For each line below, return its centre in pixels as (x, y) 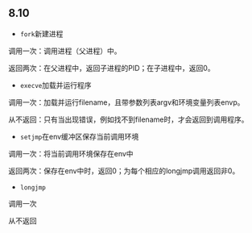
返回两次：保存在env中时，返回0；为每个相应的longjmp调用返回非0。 (124, 171)
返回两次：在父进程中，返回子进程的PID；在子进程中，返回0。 (112, 68)
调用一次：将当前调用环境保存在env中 (71, 153)
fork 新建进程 (41, 33)
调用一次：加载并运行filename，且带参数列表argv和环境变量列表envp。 (126, 102)
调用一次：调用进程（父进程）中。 (65, 51)
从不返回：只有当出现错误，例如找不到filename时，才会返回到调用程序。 (128, 119)
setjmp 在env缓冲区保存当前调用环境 (79, 136)
